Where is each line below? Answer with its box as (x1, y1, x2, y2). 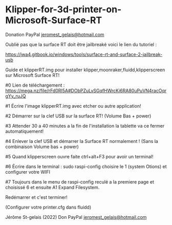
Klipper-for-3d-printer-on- (5, 4, 122, 15)
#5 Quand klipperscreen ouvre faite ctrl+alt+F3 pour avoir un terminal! (5, 153, 154, 159)
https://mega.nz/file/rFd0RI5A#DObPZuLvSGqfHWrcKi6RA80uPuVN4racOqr (5, 87, 167, 93)
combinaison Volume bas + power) (5, 144, 79, 150)
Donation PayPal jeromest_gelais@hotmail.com (5, 31, 104, 37)
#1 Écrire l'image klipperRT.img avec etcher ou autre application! (5, 103, 142, 109)
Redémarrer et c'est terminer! (5, 194, 68, 200)
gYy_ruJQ (5, 93, 26, 99)
